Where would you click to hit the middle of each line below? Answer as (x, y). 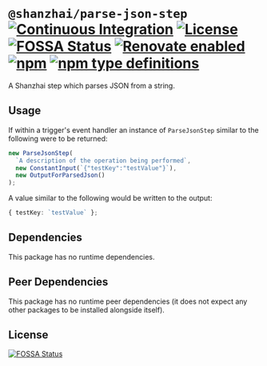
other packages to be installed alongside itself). (87, 309)
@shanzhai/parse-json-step (98, 14)
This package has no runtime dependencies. (82, 257)
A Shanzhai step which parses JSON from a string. (92, 86)
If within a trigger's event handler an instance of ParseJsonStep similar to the (133, 129)
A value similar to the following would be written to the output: (110, 198)
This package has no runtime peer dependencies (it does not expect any (128, 301)
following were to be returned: (58, 138)
